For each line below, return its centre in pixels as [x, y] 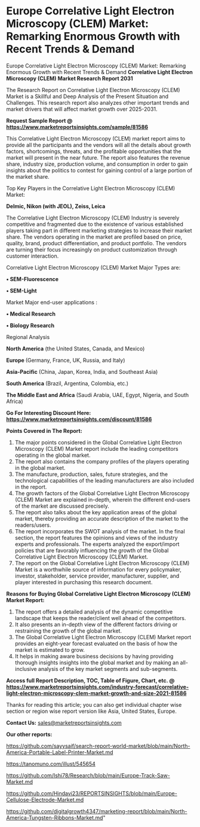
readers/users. [33, 525]
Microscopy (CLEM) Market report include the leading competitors [96, 448]
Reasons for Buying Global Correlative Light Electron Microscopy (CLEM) [99, 594]
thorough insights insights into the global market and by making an [97, 663]
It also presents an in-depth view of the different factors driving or [96, 624]
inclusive [26, 669]
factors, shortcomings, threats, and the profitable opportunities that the [94, 151]
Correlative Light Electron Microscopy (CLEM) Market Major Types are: [93, 267]
